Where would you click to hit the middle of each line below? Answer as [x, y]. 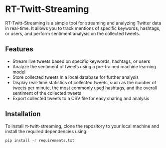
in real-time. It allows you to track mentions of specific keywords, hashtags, [83, 28]
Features [19, 49]
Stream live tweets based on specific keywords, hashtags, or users [81, 61]
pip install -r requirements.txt [40, 141]
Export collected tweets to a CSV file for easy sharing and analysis [81, 98]
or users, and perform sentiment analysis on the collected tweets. [73, 33]
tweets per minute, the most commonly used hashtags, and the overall [84, 88]
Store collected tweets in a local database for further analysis [75, 77]
